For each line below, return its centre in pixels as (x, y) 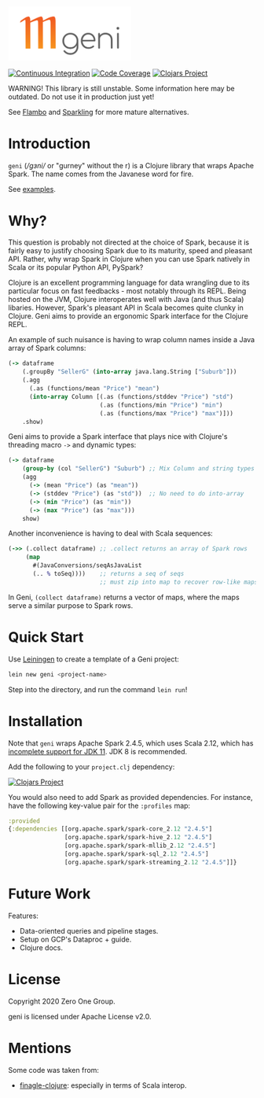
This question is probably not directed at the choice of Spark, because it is (129, 242)
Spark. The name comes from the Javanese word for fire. (101, 174)
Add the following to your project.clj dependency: (92, 766)
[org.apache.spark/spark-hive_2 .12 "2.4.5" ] (138, 838)
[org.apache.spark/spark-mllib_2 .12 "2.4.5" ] (140, 846)
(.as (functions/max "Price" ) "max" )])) (167, 413)
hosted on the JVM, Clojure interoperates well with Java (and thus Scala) (126, 300)
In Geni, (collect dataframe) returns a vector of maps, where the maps (124, 597)
